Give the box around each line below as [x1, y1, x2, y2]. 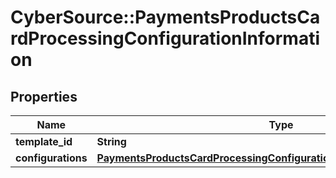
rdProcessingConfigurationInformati [10, 27, 321, 50]
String [96, 135, 127, 148]
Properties [10, 88, 78, 105]
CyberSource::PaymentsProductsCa [10, 6, 321, 29]
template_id [15, 135, 73, 148]
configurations [15, 151, 88, 165]
